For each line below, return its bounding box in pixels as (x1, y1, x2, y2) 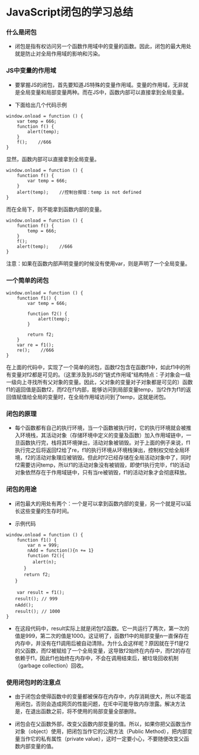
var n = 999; (27, 542, 60, 548)
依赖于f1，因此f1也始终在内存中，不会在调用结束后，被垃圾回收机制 (14, 655, 179, 662)
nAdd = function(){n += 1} (27, 548, 94, 553)
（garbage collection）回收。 (14, 662, 87, 669)
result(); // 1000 (14, 608, 60, 614)
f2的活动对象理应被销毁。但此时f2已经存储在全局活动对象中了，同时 (25, 454, 191, 461)
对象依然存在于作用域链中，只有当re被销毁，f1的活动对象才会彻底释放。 (14, 469, 190, 476)
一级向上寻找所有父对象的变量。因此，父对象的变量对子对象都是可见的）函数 (6, 379, 193, 386)
